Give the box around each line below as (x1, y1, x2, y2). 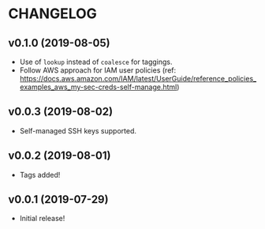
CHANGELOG (8, 5, 97, 23)
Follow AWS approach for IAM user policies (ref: (19, 66, 177, 75)
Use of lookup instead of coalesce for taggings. (19, 57, 173, 66)
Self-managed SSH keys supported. (19, 126, 136, 135)
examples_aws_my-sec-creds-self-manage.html (19, 82, 177, 92)
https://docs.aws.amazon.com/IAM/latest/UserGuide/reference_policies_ (19, 74, 257, 83)
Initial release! (19, 214, 65, 223)
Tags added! (19, 170, 61, 179)
